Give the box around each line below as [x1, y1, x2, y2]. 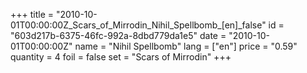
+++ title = [10, 9, 55, 20]
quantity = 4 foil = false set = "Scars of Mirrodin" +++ [10, 51, 232, 63]
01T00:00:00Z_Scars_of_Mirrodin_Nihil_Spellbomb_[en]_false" [10, 19, 267, 31]
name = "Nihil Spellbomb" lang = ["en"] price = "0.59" [74, 40, 298, 52]
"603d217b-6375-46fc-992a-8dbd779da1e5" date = [10, 30, 227, 41]
